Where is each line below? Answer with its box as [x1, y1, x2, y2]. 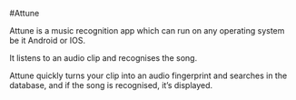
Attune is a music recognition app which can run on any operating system [9, 25, 285, 35]
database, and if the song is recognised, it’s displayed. [9, 80, 213, 90]
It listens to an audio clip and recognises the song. [9, 53, 198, 63]
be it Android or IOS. [9, 35, 86, 45]
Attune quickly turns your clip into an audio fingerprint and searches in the [9, 70, 288, 81]
